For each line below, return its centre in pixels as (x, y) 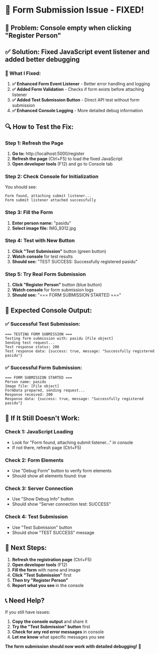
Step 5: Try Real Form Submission (45, 274)
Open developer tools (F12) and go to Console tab (62, 164)
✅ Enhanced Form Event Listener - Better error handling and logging (81, 84)
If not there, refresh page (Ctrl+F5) (47, 447)
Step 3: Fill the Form (29, 212)
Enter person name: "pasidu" (42, 223)
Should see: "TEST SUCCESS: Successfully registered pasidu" (75, 261)
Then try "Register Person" (40, 580)
